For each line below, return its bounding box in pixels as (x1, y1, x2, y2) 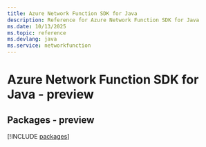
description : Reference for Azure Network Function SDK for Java (7, 17, 199, 23)
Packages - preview (7, 114, 95, 126)
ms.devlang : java (7, 36, 57, 43)
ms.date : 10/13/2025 (7, 23, 67, 30)
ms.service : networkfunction (7, 42, 91, 49)
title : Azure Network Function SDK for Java (7, 10, 138, 17)
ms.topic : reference (7, 29, 67, 37)
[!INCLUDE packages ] (7, 133, 70, 140)
